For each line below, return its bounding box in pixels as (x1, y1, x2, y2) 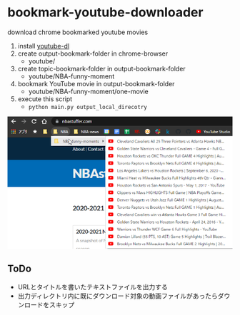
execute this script (17, 94, 73, 103)
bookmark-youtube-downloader (7, 4, 204, 21)
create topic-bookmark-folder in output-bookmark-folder (17, 64, 186, 73)
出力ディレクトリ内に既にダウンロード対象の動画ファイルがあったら (17, 291, 218, 300)
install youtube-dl (17, 41, 70, 50)
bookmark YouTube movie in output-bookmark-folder (17, 79, 175, 88)
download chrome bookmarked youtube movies (7, 28, 149, 36)
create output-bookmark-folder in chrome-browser (17, 49, 169, 58)
